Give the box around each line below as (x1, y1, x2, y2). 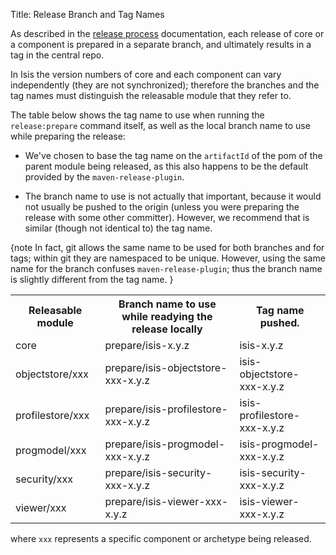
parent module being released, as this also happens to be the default (24, 160, 309, 172)
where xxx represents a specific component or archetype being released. (10, 533, 312, 544)
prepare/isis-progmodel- (104, 437, 226, 451)
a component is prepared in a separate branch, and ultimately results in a (10, 39, 312, 50)
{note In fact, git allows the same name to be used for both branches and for (10, 242, 325, 253)
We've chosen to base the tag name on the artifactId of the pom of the (24, 150, 323, 161)
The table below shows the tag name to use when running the (10, 109, 265, 121)
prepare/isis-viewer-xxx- (104, 495, 229, 508)
